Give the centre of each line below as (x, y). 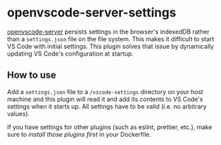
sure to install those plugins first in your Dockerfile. (79, 134)
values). (19, 113)
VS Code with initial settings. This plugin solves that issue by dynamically (110, 46)
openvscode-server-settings (92, 13)
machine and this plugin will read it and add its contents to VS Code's (105, 99)
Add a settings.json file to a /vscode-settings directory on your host (105, 91)
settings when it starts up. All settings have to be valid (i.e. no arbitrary (107, 106)
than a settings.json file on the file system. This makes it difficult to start (111, 38)
